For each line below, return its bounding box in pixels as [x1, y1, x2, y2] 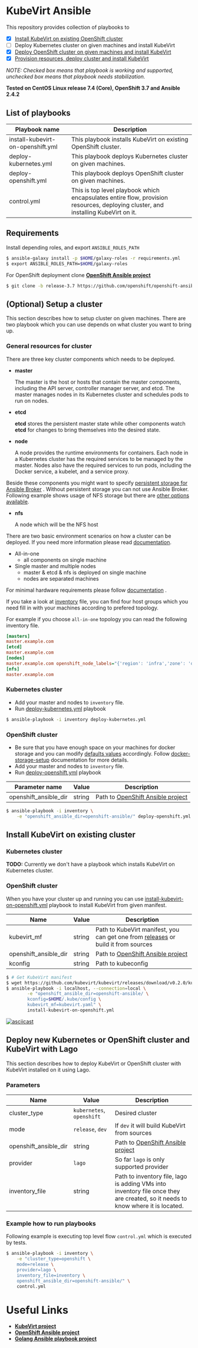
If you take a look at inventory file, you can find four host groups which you [6, 598, 189, 605]
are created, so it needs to [114, 1194, 187, 1202]
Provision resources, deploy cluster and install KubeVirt [14, 55, 149, 62]
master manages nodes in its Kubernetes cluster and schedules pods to [14, 391, 189, 398]
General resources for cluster [6, 342, 93, 350]
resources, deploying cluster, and [71, 201, 164, 209]
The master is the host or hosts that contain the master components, [14, 378, 181, 385]
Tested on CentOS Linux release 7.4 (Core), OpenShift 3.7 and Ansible [6, 84, 181, 92]
